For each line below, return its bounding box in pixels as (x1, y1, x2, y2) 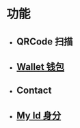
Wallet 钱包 (16, 61, 65, 73)
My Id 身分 (16, 110, 62, 121)
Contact (16, 85, 52, 97)
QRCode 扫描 (16, 36, 73, 47)
